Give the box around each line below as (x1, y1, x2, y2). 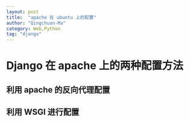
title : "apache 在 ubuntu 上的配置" (6, 14, 97, 20)
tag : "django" (6, 31, 42, 37)
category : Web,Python (6, 25, 61, 32)
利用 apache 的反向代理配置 (6, 85, 110, 95)
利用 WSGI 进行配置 (6, 107, 80, 117)
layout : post (6, 8, 39, 15)
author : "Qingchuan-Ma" (6, 20, 66, 26)
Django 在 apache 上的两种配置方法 (6, 59, 184, 73)
